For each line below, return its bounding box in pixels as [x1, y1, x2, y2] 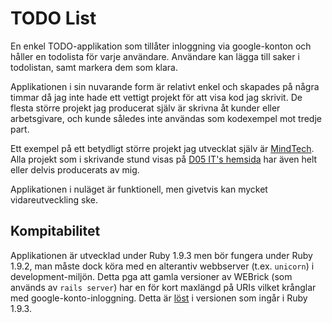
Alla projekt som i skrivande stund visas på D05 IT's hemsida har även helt [10, 153, 318, 165]
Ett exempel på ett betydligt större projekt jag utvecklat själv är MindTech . [10, 142, 315, 154]
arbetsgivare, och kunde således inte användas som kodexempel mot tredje [10, 112, 322, 124]
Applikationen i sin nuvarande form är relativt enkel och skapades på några [10, 80, 320, 92]
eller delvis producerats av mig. [10, 163, 140, 176]
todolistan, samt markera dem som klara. [10, 61, 178, 73]
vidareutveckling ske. [10, 193, 98, 206]
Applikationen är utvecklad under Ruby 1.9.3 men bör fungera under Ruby [10, 249, 313, 261]
